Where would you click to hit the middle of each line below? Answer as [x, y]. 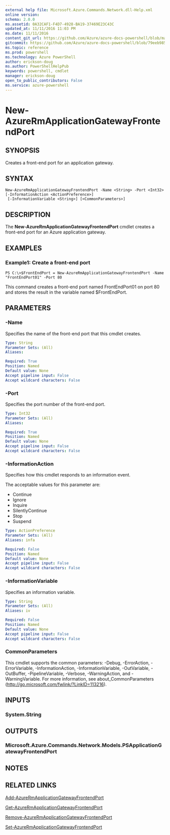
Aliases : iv [18, 611]
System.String [24, 714]
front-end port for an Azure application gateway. [56, 232]
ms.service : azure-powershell [37, 85]
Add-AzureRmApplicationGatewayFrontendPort [55, 798]
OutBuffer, [16, 673]
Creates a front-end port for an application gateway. [59, 163]
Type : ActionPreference [30, 531]
